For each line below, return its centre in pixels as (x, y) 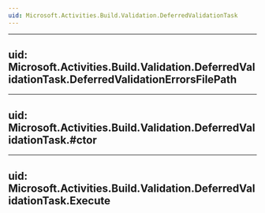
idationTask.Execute (60, 201)
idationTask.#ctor (52, 140)
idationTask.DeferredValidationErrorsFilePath (123, 80)
